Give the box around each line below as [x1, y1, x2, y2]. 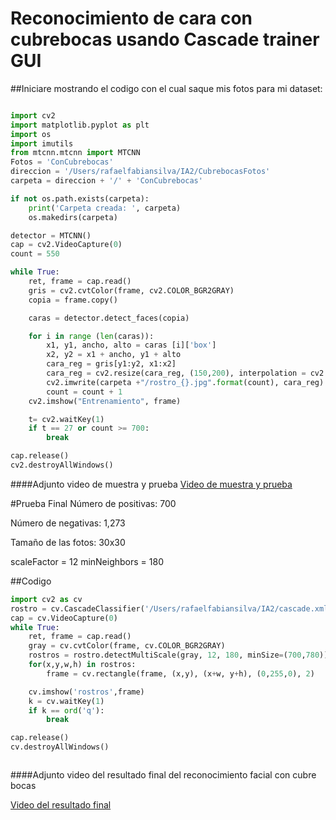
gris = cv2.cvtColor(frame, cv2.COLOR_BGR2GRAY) [28, 285, 235, 296]
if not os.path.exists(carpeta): [10, 193, 150, 204]
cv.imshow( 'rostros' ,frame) [28, 687, 145, 697]
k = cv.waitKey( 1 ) [28, 696, 105, 706]
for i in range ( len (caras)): [28, 331, 155, 341]
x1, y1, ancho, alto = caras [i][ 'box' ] [46, 340, 217, 351]
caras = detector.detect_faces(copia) [28, 313, 190, 323]
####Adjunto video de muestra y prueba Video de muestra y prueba [10, 478, 293, 490]
